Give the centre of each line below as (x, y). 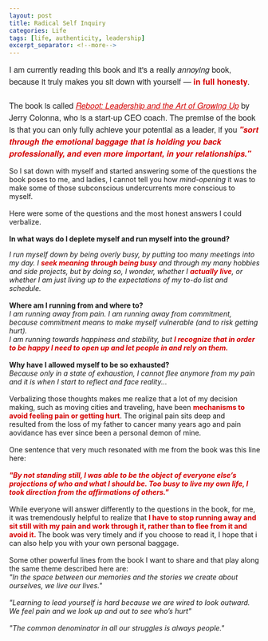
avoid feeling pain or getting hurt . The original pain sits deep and (117, 416)
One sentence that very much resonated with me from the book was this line (135, 450)
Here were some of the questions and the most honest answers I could (126, 213)
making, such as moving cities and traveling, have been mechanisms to (127, 408)
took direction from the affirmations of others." (89, 492)
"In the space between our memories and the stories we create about (124, 577)
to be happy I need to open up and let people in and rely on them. (119, 348)
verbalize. (26, 222)
